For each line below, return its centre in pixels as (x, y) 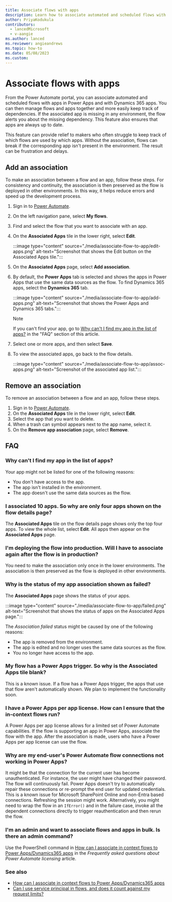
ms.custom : (17, 58)
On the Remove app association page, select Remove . (71, 429)
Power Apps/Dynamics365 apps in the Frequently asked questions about (82, 853)
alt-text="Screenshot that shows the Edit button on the (94, 251)
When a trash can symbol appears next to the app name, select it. (82, 424)
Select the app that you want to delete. (53, 419)
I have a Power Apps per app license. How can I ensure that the (85, 708)
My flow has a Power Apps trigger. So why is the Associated (81, 666)
